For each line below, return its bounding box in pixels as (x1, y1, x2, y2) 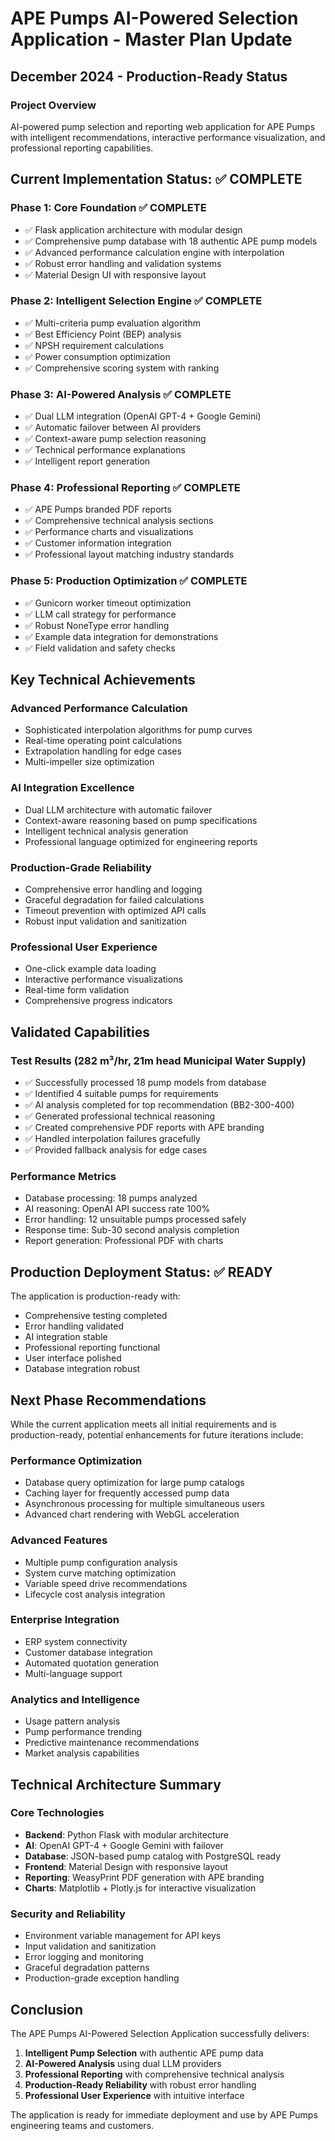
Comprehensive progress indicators (24, 995, 173, 1007)
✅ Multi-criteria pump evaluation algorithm (24, 317, 201, 329)
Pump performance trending (24, 1726, 143, 1738)
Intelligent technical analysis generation (24, 825, 189, 837)
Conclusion (10, 2001, 84, 2018)
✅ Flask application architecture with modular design (24, 223, 243, 236)
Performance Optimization (10, 1453, 143, 1467)
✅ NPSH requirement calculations (24, 339, 165, 351)
